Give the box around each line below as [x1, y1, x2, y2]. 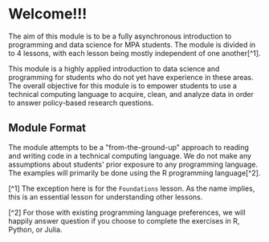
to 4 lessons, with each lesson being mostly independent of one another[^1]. [8, 48, 261, 58]
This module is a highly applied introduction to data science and [8, 63, 220, 73]
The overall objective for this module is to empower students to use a [8, 81, 237, 91]
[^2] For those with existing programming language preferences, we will [8, 208, 247, 217]
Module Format [8, 121, 87, 135]
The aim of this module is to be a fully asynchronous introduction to [8, 31, 232, 41]
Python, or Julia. [8, 224, 63, 234]
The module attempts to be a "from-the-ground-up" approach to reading [8, 142, 249, 152]
